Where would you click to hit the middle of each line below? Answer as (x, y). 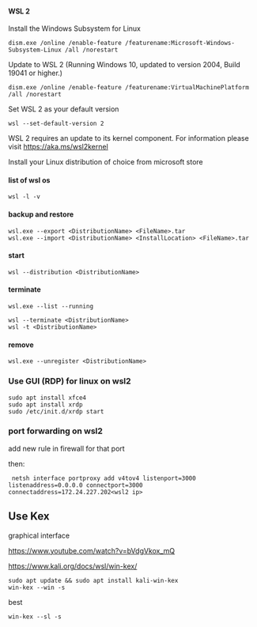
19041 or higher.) (36, 73)
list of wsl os (29, 180)
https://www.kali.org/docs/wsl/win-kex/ (73, 566)
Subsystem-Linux (35, 50)
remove (21, 345)
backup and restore (41, 214)
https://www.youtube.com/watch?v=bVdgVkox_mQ (92, 550)
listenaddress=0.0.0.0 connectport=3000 (76, 485)
